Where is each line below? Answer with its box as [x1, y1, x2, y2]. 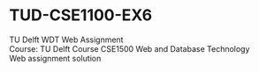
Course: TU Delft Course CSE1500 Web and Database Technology [9, 43, 250, 54]
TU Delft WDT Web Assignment [9, 34, 124, 45]
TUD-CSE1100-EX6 [9, 5, 153, 25]
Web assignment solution [9, 53, 102, 63]
